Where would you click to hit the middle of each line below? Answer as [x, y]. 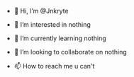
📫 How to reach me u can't [54, 66]
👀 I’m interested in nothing [52, 24]
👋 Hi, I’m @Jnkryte [41, 11]
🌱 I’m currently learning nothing [60, 38]
